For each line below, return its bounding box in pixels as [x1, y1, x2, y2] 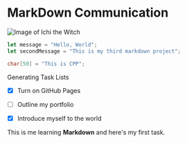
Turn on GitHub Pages [17, 86, 81, 94]
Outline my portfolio [17, 100, 74, 108]
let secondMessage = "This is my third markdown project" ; [7, 47, 181, 55]
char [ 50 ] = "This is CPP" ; [7, 60, 85, 67]
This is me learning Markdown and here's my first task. [7, 128, 166, 136]
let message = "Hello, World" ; [7, 41, 98, 48]
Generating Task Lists [7, 73, 69, 81]
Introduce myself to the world [17, 114, 102, 122]
